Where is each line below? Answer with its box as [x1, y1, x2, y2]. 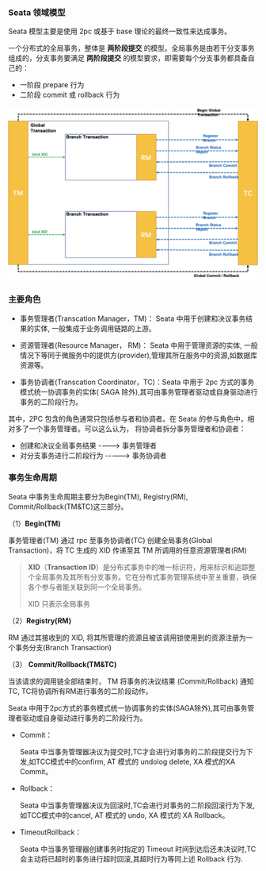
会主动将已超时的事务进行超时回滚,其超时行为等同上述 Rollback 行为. [19, 854, 243, 863]
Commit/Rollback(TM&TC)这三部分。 [8, 502, 128, 511]
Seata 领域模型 [8, 6, 66, 17]
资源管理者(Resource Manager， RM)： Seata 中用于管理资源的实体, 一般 [19, 340, 258, 350]
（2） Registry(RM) [8, 615, 72, 625]
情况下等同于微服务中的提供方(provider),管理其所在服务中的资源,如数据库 [19, 350, 258, 360]
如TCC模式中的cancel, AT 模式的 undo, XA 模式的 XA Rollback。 [19, 810, 230, 819]
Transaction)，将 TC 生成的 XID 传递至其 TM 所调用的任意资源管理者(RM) [8, 545, 248, 555]
